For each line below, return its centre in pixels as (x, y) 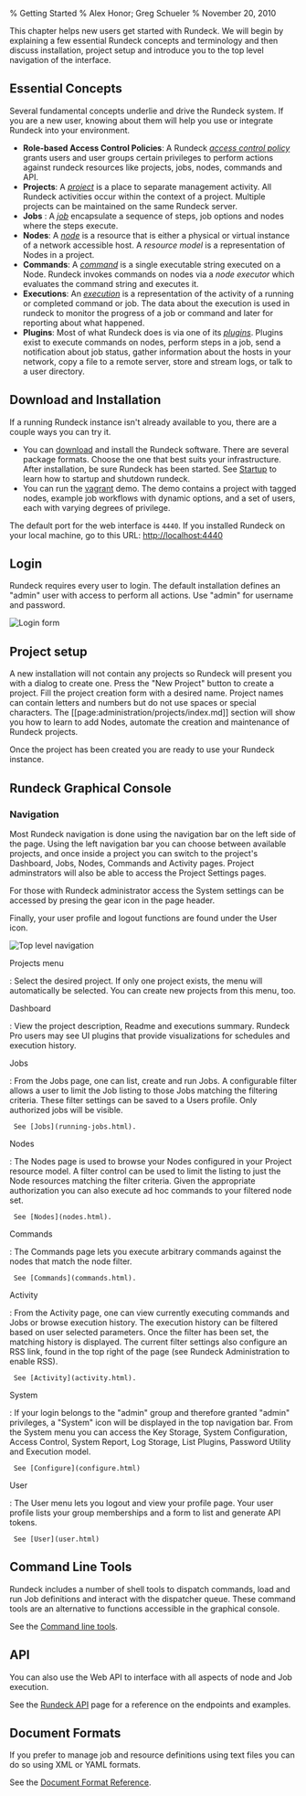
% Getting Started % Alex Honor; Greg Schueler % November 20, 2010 (143, 13)
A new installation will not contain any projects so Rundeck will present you (151, 674)
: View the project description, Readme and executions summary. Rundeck (150, 1026)
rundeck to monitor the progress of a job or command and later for (148, 313)
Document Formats (65, 1732)
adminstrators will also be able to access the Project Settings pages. (138, 873)
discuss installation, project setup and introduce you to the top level (137, 50)
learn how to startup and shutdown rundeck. (106, 478)
